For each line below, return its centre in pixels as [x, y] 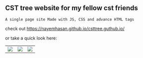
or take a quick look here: [31, 38]
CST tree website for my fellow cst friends [71, 8]
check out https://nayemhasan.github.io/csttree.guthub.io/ [65, 29]
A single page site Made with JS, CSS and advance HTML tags [70, 19]
